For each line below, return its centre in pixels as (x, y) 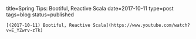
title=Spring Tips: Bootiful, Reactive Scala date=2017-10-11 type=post (90, 8)
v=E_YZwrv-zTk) (25, 30)
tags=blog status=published (40, 15)
